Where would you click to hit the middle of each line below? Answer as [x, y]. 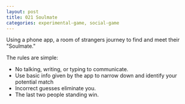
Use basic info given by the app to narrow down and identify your [96, 76]
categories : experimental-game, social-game [63, 23]
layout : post [23, 12]
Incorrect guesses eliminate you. [55, 88]
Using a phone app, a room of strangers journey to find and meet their [93, 40]
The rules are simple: [32, 58]
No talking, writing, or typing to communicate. [71, 69]
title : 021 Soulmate [32, 17]
